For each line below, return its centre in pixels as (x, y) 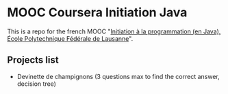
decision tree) (37, 84)
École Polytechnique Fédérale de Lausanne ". (70, 38)
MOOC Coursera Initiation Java (97, 13)
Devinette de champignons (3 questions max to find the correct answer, (118, 76)
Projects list (33, 60)
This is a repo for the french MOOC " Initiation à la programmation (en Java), (114, 31)
